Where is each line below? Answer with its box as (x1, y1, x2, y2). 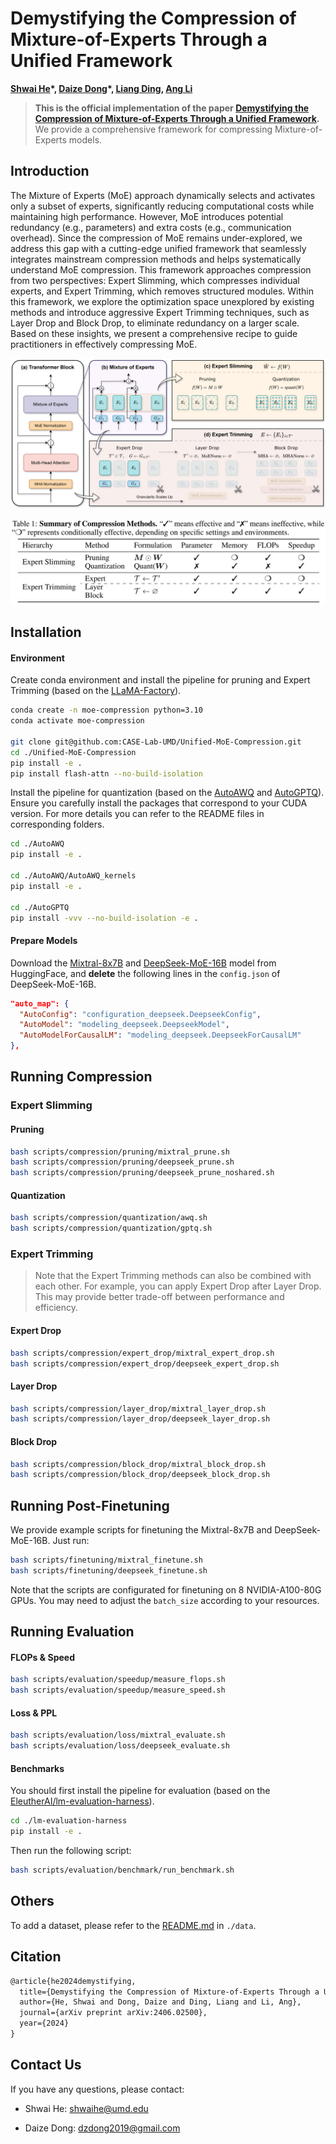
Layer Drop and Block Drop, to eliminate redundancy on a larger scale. (10, 317, 300, 329)
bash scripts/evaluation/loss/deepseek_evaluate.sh (10, 1741, 230, 1751)
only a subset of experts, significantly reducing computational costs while (10, 200, 315, 212)
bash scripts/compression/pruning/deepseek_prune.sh (10, 1157, 235, 1167)
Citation (10, 1948, 62, 1966)
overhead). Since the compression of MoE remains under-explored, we (10, 232, 303, 244)
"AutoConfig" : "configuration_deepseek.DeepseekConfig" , (19, 1009, 262, 1019)
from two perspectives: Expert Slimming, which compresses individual (10, 274, 300, 286)
